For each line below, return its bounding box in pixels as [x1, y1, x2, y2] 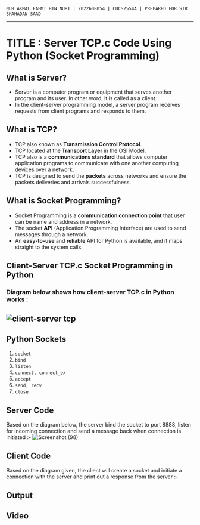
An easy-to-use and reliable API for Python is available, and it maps [14, 237, 183, 244]
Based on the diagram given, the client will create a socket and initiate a [6, 467, 182, 474]
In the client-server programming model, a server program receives [14, 101, 180, 108]
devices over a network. [14, 166, 74, 173]
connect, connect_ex [14, 370, 66, 376]
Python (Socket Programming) [6, 49, 160, 63]
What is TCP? [6, 125, 58, 135]
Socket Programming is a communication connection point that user [14, 212, 185, 219]
